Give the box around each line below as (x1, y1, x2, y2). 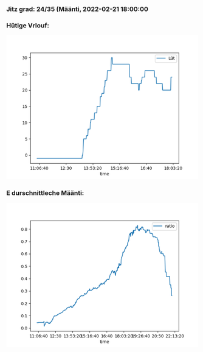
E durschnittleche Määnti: (6, 189, 84, 197)
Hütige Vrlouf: (6, 21, 50, 29)
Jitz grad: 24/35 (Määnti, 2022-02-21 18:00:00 (6, 5, 149, 13)
